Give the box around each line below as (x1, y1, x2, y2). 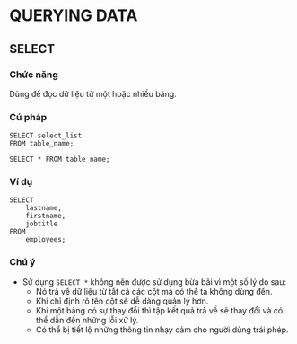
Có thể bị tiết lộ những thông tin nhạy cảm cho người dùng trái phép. (35, 324, 289, 335)
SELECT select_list (9, 131, 83, 140)
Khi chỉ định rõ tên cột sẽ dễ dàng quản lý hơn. (35, 295, 209, 306)
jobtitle (25, 219, 58, 229)
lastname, (25, 204, 63, 213)
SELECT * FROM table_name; (9, 154, 110, 164)
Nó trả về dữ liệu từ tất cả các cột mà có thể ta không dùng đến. (35, 286, 273, 296)
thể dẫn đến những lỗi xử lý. (35, 314, 139, 325)
